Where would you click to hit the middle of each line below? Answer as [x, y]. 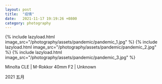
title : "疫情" [20, 14]
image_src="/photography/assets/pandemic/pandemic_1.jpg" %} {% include [81, 42]
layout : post [18, 9]
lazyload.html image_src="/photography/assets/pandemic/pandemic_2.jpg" [81, 47]
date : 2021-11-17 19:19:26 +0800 [41, 18]
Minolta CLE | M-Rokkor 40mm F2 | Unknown [51, 67]
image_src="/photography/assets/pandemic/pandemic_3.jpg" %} [70, 58]
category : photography [28, 23]
